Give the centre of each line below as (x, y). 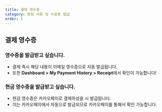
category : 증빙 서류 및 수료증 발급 (37, 14)
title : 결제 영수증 (22, 10)
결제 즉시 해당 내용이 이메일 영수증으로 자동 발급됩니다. (65, 67)
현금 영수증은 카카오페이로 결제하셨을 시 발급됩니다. (62, 98)
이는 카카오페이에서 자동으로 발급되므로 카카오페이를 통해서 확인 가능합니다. (85, 105)
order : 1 (14, 19)
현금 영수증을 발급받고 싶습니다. (40, 86)
